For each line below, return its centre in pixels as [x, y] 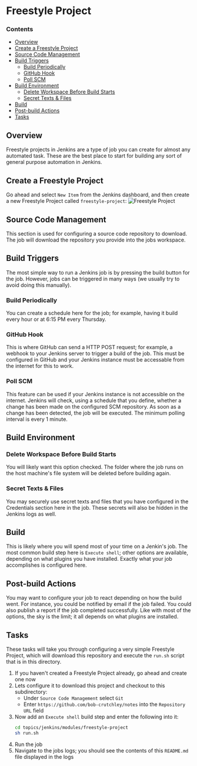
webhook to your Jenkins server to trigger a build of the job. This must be [95, 353]
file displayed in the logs [44, 757]
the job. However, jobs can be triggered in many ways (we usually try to [93, 279]
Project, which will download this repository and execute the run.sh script [95, 655]
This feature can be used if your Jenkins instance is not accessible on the [95, 394]
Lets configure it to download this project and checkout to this [90, 685]
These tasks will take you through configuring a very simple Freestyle [90, 649]
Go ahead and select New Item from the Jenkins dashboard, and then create [98, 195]
